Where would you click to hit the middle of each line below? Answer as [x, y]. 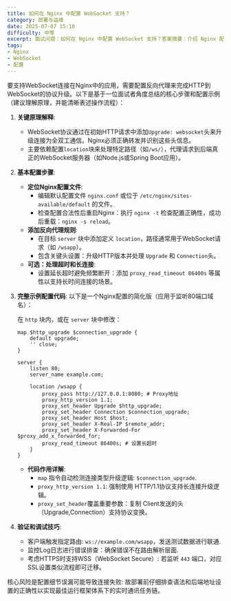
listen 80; [45, 368]
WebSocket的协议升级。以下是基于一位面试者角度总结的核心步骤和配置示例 [114, 94]
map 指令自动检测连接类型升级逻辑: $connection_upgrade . [117, 477]
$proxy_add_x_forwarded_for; [59, 436]
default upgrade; [54, 338]
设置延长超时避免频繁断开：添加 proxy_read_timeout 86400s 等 [126, 273]
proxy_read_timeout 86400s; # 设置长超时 [100, 443]
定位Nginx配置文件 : [55, 187]
